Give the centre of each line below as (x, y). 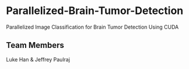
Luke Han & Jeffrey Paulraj (38, 59)
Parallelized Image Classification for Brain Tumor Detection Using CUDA (92, 27)
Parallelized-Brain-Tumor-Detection (95, 11)
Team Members (35, 45)
